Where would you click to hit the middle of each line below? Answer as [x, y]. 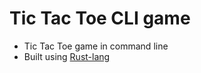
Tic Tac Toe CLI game [100, 18]
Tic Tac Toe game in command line [96, 46]
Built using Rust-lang [67, 56]
